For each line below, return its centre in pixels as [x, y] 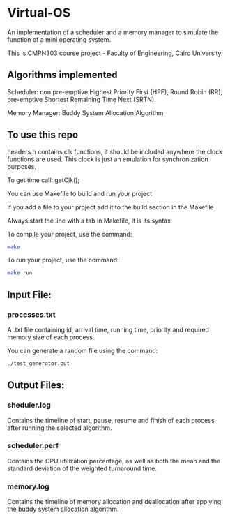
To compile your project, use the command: [70, 234]
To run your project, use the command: [63, 260]
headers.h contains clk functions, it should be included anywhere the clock [115, 151]
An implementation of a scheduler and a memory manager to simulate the [113, 32]
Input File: [30, 295]
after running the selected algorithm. [60, 428]
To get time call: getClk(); [44, 180]
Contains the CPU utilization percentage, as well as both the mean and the [114, 461]
